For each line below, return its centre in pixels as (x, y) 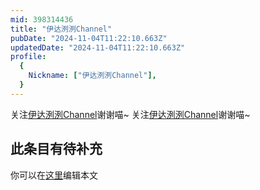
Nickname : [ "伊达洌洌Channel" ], (92, 76)
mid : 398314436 (42, 19)
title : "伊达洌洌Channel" (61, 29)
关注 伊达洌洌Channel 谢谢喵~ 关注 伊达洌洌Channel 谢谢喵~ (130, 114)
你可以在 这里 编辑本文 (54, 175)
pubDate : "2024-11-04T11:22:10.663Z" (89, 38)
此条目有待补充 (56, 149)
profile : (28, 57)
